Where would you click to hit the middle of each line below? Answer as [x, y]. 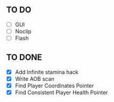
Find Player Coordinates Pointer [55, 85]
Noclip [23, 31]
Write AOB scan [35, 78]
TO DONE [24, 58]
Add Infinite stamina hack [46, 72]
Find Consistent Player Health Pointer [62, 92]
